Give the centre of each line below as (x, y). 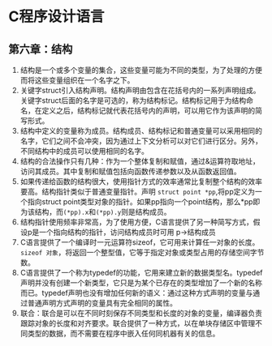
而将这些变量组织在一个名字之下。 (77, 80)
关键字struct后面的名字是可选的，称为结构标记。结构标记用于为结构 (133, 100)
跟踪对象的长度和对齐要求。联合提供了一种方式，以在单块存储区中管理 (138, 323)
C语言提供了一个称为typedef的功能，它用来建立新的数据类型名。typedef (141, 273)
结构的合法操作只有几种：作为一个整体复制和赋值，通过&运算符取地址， (140, 161)
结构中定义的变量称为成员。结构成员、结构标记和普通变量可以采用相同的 (141, 131)
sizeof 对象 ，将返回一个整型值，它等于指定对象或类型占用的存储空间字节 (142, 252)
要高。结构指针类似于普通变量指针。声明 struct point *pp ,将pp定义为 (138, 192)
